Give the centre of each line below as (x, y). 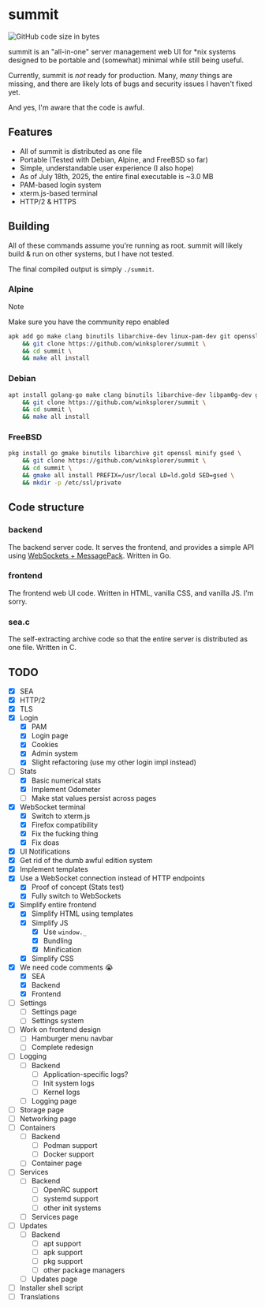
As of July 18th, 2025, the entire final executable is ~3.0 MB (116, 176)
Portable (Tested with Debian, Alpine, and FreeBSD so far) (114, 159)
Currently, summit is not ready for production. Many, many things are (120, 75)
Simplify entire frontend (58, 905)
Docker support (69, 1154)
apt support (62, 1243)
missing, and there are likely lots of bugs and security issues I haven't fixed (130, 84)
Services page (55, 1216)
